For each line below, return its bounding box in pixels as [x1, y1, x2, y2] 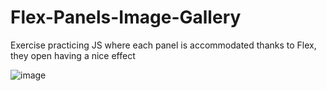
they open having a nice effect [10, 49, 136, 61]
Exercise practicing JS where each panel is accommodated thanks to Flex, [10, 39, 317, 51]
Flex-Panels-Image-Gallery [10, 6, 242, 29]
